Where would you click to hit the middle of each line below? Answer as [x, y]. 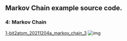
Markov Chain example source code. [64, 8]
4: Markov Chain [26, 22]
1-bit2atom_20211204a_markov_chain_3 [46, 33]
